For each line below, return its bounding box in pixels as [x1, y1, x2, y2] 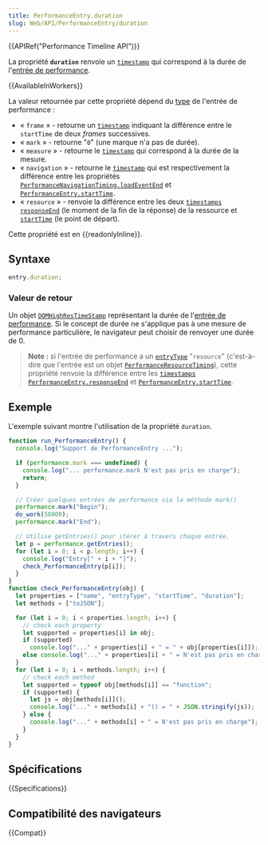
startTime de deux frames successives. [19, 129, 152, 138]
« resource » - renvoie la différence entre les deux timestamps [19, 197, 222, 206]
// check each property [22, 621, 102, 629]
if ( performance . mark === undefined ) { [15, 459, 148, 467]
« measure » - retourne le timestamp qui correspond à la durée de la [19, 146, 239, 155]
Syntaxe [8, 252, 50, 266]
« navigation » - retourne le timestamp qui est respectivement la [19, 162, 230, 172]
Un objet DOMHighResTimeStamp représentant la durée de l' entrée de [8, 310, 227, 320]
